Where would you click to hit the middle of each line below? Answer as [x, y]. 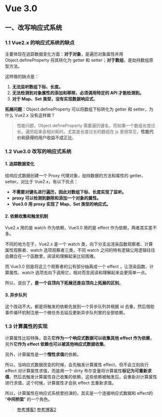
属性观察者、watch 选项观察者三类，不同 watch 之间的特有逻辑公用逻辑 [76, 250]
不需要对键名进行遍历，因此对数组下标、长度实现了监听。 [69, 192]
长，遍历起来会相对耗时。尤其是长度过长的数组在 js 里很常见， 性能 [83, 131]
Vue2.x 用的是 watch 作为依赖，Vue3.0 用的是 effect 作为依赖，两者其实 [77, 228]
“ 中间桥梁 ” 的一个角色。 [29, 399]
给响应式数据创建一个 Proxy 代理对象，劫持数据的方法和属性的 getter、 [75, 176]
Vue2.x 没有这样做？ [35, 115]
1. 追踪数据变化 [20, 164]
